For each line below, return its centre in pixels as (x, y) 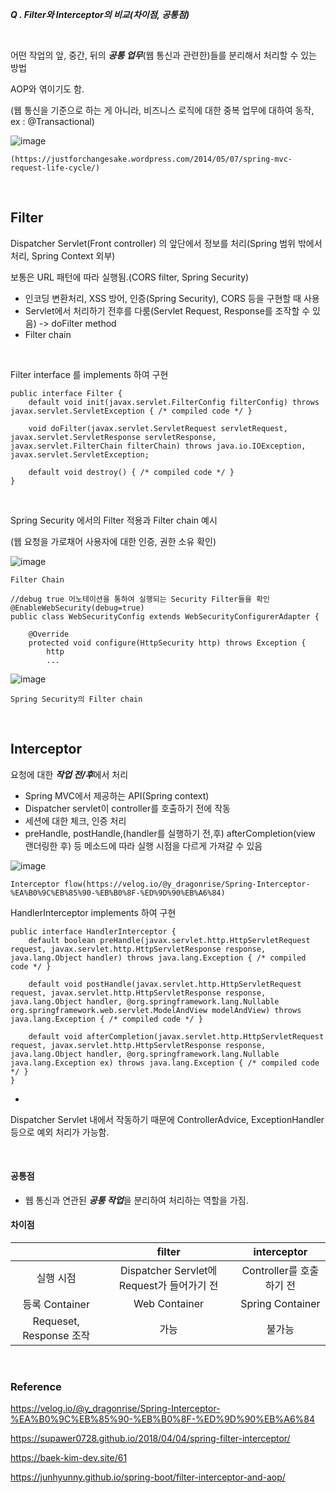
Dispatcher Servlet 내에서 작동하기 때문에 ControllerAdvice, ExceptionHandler (167, 1119)
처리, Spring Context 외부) (63, 255)
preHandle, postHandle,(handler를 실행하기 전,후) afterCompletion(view (170, 833)
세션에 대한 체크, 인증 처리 (75, 820)
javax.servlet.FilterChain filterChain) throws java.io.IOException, (158, 446)
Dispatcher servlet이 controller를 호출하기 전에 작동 (127, 808)
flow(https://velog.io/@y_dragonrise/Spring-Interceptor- (187, 884)
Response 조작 (56, 1336)
